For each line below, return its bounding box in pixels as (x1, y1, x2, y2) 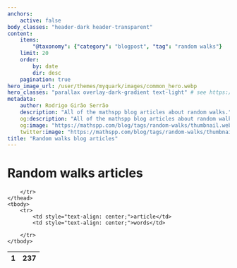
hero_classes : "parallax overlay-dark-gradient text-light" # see (7, 89, 207, 96)
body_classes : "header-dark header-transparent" (7, 23, 153, 30)
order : (20, 56, 39, 63)
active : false (20, 17, 61, 24)
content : (7, 30, 33, 37)
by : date (32, 63, 59, 70)
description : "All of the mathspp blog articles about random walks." (20, 109, 232, 116)
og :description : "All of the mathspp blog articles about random (20, 115, 217, 122)
